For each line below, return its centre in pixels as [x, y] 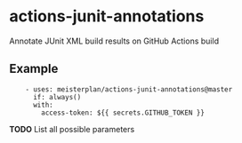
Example [34, 69]
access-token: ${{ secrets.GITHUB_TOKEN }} [123, 113]
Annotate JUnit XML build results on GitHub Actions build [114, 41]
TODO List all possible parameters [72, 129]
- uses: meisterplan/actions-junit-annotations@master [129, 89]
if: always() [57, 97]
